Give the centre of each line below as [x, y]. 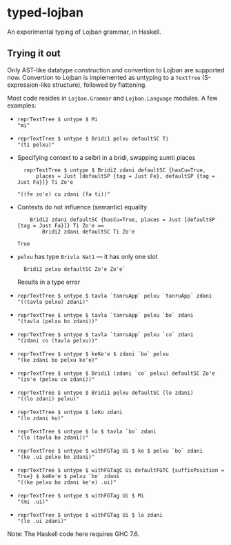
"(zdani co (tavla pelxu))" [57, 340]
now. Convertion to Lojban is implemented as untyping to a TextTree [104, 77]
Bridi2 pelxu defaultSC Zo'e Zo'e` [75, 269]
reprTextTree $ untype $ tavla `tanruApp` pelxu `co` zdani [105, 335]
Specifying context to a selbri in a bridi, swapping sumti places [106, 157]
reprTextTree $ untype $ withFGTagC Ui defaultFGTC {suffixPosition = [121, 470]
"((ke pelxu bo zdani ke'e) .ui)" [67, 482]
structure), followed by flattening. [99, 85]
